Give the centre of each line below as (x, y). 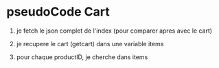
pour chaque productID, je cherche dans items (82, 57)
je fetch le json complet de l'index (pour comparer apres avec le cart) (114, 31)
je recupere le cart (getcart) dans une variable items (90, 44)
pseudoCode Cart (58, 12)
